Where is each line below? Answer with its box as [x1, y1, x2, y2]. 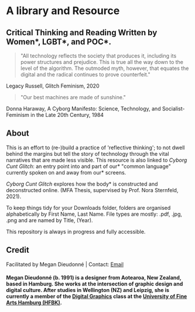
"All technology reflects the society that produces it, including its [20, 52, 177, 59]
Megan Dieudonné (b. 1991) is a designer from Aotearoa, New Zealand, [6, 274, 182, 281]
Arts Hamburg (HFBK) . [6, 299, 63, 306]
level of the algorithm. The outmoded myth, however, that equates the [20, 65, 189, 72]
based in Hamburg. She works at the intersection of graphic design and [6, 280, 183, 287]
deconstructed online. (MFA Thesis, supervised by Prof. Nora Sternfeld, [6, 186, 179, 193]
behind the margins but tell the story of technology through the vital [6, 150, 169, 157]
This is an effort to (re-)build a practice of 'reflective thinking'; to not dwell [6, 144, 185, 151]
